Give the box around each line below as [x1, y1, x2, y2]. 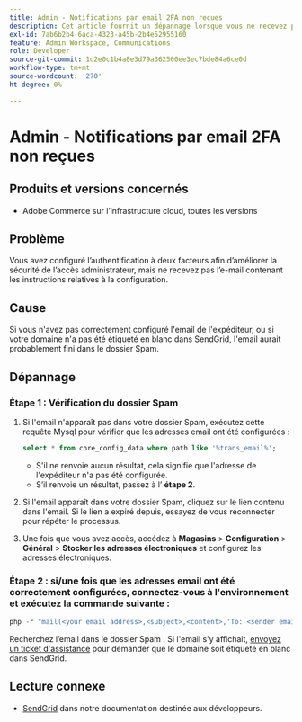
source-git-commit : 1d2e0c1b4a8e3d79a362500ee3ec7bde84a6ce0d [9, 55, 247, 64]
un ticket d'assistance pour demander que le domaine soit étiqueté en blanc [9, 643, 291, 654]
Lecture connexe [9, 679, 106, 694]
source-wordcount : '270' [9, 72, 102, 81]
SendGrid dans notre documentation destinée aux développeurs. [22, 702, 262, 713]
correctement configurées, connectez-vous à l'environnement [9, 585, 289, 598]
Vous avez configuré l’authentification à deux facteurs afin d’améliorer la [9, 255, 277, 266]
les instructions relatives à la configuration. [9, 274, 169, 285]
